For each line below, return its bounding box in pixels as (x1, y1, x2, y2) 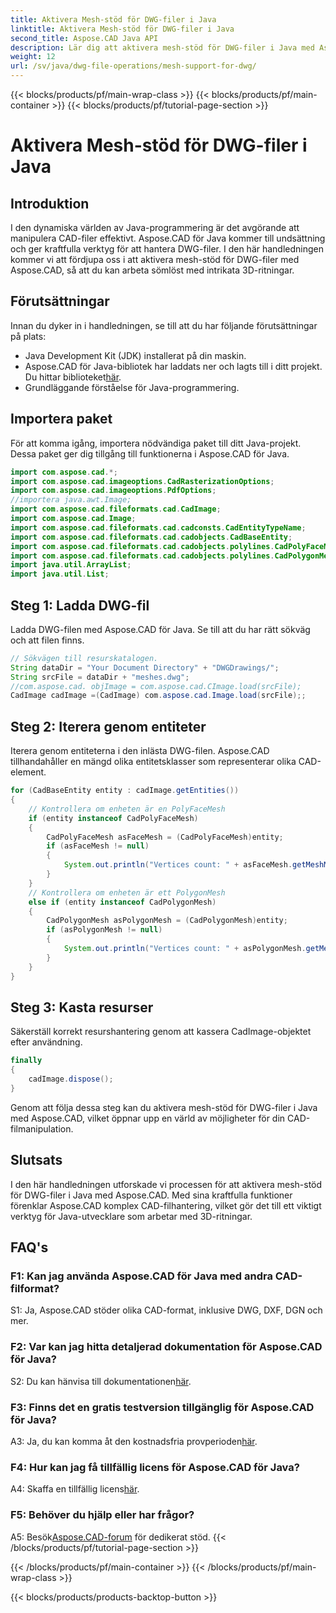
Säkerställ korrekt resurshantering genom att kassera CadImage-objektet (10, 1026, 312, 1038)
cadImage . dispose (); (28, 1074, 114, 1085)
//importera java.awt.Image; (10, 495, 132, 505)
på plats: (10, 330, 47, 342)
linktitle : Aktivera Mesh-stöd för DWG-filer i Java (10, 24, 235, 34)
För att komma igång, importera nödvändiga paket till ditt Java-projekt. (10, 437, 302, 449)
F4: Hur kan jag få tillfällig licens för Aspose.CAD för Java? (10, 1460, 300, 1474)
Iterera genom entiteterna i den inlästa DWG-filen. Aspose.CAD (10, 745, 270, 757)
